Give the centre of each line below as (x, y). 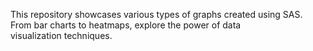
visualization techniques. (61, 35)
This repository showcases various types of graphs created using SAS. (156, 14)
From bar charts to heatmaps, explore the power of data (126, 25)
